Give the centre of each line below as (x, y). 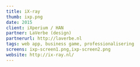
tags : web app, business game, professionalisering (70, 44)
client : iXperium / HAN (35, 28)
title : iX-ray (23, 11)
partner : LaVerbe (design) (39, 33)
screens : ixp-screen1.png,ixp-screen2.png (58, 50)
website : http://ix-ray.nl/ (40, 55)
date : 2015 (19, 22)
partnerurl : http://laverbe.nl (44, 38)
